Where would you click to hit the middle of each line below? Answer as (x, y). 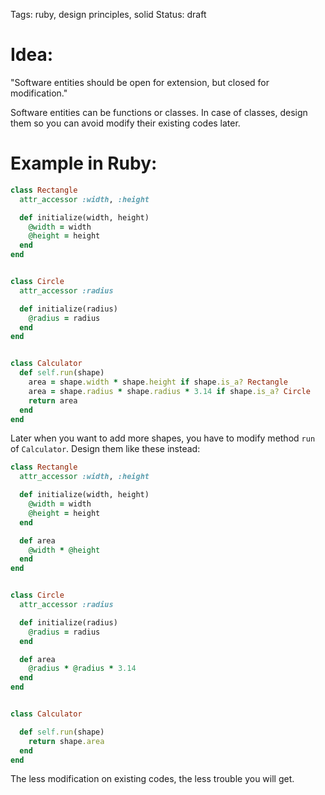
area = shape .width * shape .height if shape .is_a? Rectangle (158, 382)
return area (53, 400)
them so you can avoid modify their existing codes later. (125, 123)
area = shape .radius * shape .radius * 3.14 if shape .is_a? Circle (169, 391)
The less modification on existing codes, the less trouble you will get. (152, 779)
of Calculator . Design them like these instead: (105, 449)
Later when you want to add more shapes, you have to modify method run (163, 438)
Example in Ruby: (84, 163)
